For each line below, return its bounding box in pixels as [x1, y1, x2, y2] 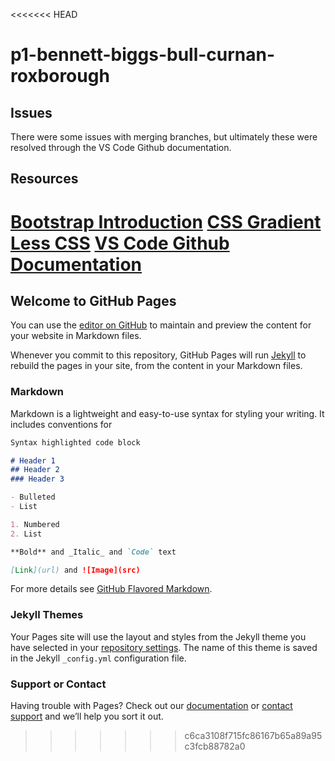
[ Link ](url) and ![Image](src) [10, 565, 141, 575]
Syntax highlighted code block [10, 437, 141, 448]
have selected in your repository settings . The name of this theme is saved [10, 641, 318, 653]
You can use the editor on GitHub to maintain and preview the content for [10, 319, 312, 331]
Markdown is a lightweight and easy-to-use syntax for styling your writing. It [10, 407, 325, 419]
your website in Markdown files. [10, 330, 142, 342]
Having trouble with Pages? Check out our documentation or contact [10, 700, 293, 712]
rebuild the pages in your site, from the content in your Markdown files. [10, 360, 303, 372]
